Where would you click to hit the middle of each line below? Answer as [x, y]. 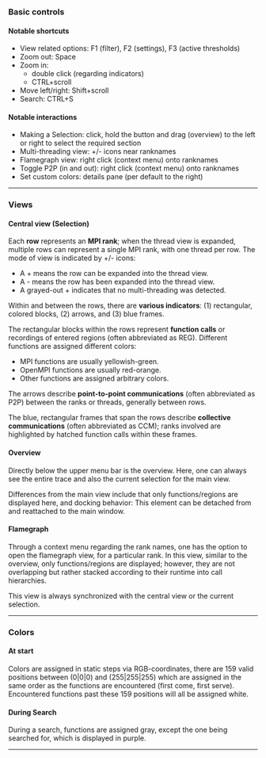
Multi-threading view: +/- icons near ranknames [98, 151]
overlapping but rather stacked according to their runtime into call [116, 572]
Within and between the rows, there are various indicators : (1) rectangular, [131, 306]
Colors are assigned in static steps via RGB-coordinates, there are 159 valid [131, 668]
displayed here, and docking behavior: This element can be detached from [130, 503]
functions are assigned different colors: [72, 346]
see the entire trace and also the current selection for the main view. [120, 479]
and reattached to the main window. [66, 511]
